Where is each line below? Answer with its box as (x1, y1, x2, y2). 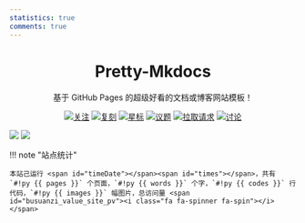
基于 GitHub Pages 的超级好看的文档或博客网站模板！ (53, 92, 253, 103)
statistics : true (9, 13, 76, 23)
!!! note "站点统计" (9, 149, 77, 160)
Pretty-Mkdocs (95, 61, 211, 82)
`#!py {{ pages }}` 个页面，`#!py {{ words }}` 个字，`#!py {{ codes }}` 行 (9, 179, 297, 188)
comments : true (9, 22, 67, 31)
